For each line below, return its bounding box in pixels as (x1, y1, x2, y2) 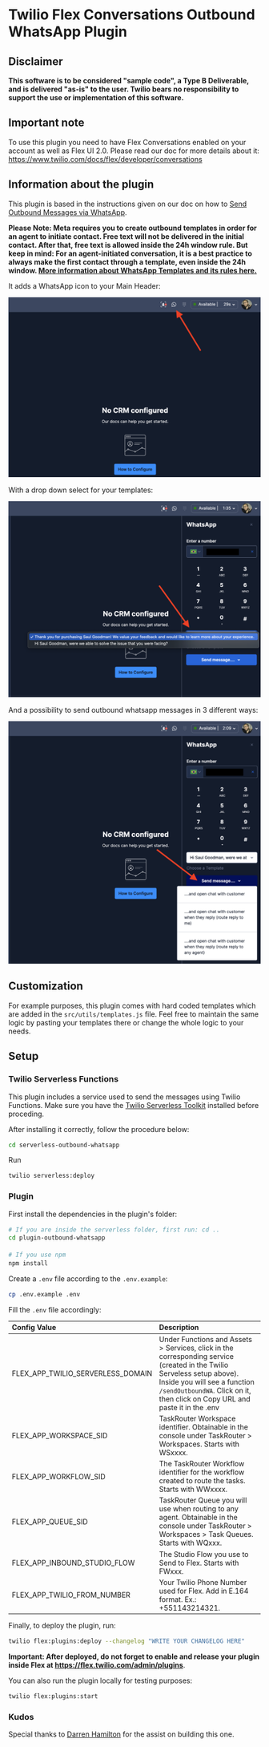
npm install (8, 1260, 48, 1268)
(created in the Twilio (159, 1360, 229, 1369)
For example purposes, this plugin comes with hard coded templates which (8, 1001, 256, 1010)
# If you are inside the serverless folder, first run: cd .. (8, 1225, 220, 1234)
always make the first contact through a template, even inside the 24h (8, 257, 247, 266)
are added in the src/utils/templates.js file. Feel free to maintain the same (8, 1009, 259, 1019)
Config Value (11, 1323, 57, 1332)
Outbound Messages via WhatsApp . (8, 207, 127, 217)
